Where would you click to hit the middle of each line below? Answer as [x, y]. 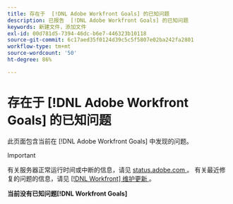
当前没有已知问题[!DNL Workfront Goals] [67, 193]
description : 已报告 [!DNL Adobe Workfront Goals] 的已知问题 [98, 20]
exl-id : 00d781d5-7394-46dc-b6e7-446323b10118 [77, 33]
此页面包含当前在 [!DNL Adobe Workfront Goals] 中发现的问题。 [100, 141]
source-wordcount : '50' [42, 53]
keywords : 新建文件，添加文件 [47, 27]
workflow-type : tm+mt [39, 46]
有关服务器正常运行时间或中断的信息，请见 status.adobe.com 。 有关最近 [114, 170]
